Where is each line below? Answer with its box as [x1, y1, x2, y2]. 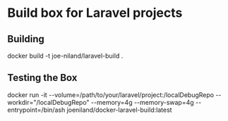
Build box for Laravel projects [7, 5, 183, 21]
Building [7, 33, 44, 45]
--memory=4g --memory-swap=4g [90, 98, 194, 106]
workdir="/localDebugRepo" [7, 98, 90, 106]
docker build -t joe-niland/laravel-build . [7, 51, 124, 60]
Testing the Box [7, 72, 78, 84]
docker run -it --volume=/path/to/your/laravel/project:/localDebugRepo [7, 90, 214, 99]
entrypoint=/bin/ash [7, 106, 66, 114]
